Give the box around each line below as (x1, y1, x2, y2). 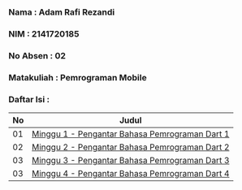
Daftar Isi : (8, 93, 50, 105)
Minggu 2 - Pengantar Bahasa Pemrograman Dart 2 (32, 141, 230, 153)
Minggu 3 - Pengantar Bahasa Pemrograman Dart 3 (32, 154, 230, 166)
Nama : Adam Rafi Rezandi (8, 6, 115, 18)
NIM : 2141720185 (8, 28, 80, 39)
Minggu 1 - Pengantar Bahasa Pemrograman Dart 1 (32, 128, 230, 140)
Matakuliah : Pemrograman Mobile (8, 71, 148, 83)
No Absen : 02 (8, 50, 67, 61)
